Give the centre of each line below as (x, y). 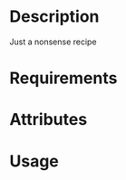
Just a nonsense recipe (53, 42)
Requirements (63, 78)
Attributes (48, 120)
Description (54, 17)
